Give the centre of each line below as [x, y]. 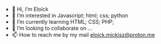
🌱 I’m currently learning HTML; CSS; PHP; [63, 22]
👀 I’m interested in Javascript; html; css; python [70, 15]
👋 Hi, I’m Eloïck [30, 9]
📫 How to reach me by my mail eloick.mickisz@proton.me [83, 35]
